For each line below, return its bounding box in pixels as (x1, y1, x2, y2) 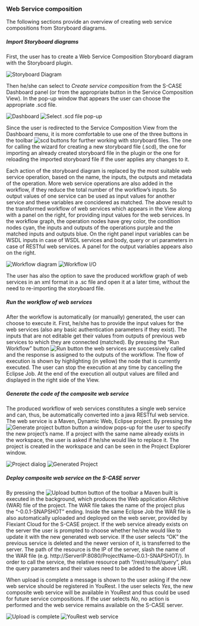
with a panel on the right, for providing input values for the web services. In (6, 211, 190, 218)
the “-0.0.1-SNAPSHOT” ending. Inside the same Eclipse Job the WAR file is (6, 508, 191, 515)
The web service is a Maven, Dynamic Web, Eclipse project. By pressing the (6, 418, 192, 425)
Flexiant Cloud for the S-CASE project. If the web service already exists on (6, 521, 188, 528)
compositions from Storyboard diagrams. (6, 24, 107, 31)
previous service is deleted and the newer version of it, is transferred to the (6, 539, 191, 547)
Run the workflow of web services (6, 298, 93, 306)
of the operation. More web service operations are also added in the (6, 180, 173, 187)
